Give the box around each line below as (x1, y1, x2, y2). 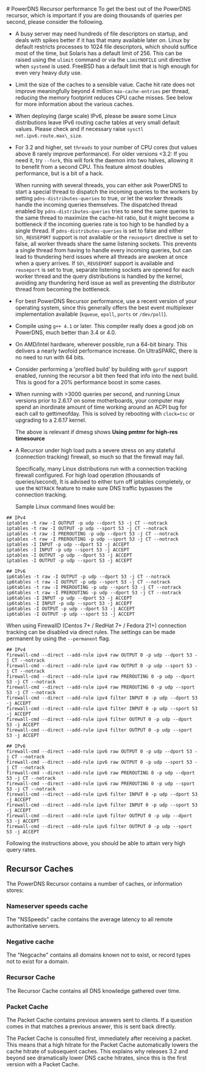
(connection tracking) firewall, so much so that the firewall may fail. (15, 453, 185, 460)
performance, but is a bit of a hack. (15, 170, 104, 177)
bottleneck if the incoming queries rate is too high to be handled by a (15, 220, 189, 228)
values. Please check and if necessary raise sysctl (15, 125, 144, 132)
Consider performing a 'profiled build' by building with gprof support (15, 365, 188, 373)
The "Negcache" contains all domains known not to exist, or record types (6, 951, 191, 959)
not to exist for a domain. (6, 958, 69, 965)
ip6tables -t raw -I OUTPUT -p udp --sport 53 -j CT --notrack (6, 579, 171, 585)
